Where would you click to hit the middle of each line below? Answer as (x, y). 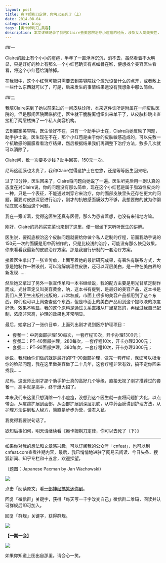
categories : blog (23, 23)
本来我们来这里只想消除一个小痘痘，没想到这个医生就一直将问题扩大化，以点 (83, 397)
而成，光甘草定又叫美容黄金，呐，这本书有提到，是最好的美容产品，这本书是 (83, 289)
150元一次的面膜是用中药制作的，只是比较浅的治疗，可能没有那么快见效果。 (82, 243)
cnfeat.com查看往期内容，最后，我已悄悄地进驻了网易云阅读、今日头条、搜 (82, 452)
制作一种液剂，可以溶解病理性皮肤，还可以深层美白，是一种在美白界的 (89, 266)
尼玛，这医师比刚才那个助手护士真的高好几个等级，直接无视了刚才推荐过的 (81, 381)
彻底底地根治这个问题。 (29, 206)
